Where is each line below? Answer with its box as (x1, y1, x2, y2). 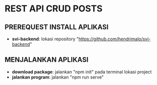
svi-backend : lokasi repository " (11, 36, 79, 42)
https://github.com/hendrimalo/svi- (78, 36, 151, 42)
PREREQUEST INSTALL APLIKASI (4, 23, 109, 31)
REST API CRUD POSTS (4, 3, 103, 14)
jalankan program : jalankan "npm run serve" (11, 74, 104, 80)
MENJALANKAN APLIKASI (4, 56, 89, 64)
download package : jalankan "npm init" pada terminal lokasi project (11, 69, 152, 75)
